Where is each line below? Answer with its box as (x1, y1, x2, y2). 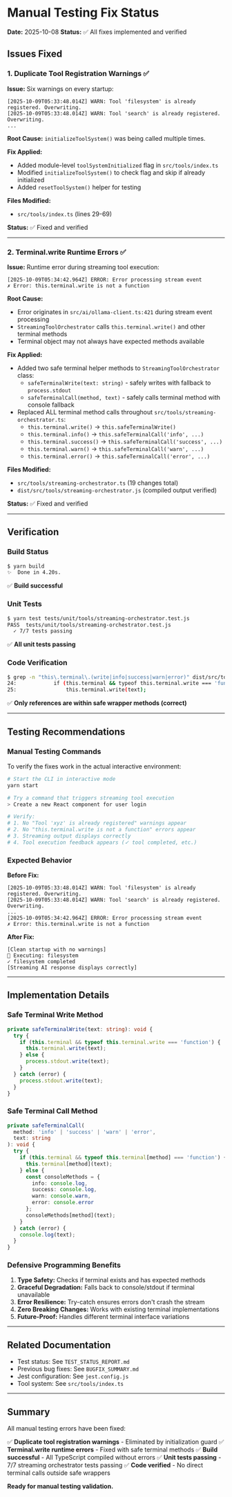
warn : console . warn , (32, 1192, 91, 1199)
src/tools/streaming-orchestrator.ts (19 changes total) (17, 479, 179, 487)
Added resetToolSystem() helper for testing (17, 183, 142, 191)
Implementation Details (7, 989, 110, 1001)
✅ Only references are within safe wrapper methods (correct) (7, 699, 188, 707)
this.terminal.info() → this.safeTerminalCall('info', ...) (27, 429, 204, 438)
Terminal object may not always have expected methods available (17, 337, 205, 345)
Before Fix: (7, 871, 39, 880)
